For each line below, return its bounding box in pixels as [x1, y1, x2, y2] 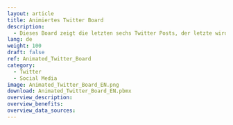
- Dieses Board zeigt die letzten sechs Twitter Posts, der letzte [13, 29, 213, 37]
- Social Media [13, 74, 58, 82]
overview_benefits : [7, 101, 64, 108]
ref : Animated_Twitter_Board [7, 56, 92, 62]
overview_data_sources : [7, 107, 76, 114]
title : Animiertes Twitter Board [7, 17, 104, 24]
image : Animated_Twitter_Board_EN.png [7, 81, 119, 88]
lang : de [7, 36, 33, 43]
